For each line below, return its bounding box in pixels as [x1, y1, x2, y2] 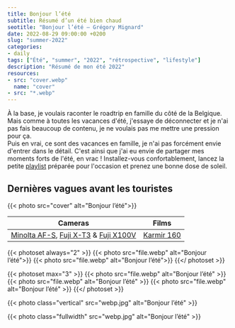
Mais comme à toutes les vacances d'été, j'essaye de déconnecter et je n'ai [7, 116, 229, 125]
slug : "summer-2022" [7, 37, 69, 44]
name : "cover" [13, 83, 55, 90]
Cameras [57, 218, 90, 228]
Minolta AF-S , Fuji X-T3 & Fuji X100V [11, 230, 137, 240]
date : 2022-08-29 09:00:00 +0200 [7, 30, 106, 38]
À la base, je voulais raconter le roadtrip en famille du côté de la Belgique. [7, 109, 222, 118]
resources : [7, 70, 40, 77]
